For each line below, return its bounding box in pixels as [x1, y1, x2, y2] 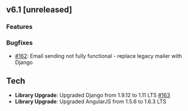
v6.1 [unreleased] [6, 5, 72, 15]
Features [6, 23, 33, 31]
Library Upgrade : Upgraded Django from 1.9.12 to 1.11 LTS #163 [14, 92, 171, 99]
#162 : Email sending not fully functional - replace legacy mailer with [14, 52, 183, 59]
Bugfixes [6, 39, 33, 47]
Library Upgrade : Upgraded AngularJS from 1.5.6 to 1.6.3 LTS [14, 98, 166, 105]
